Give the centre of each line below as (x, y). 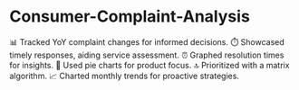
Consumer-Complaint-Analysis (130, 17)
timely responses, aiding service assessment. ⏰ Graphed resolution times (147, 55)
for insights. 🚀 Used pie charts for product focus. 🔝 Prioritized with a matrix (149, 65)
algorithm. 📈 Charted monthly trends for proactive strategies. (125, 76)
